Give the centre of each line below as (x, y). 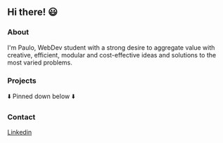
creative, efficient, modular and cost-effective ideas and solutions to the (112, 55)
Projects (22, 81)
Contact (21, 117)
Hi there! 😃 (33, 12)
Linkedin (20, 132)
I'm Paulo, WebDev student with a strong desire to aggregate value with (111, 47)
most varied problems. (40, 62)
